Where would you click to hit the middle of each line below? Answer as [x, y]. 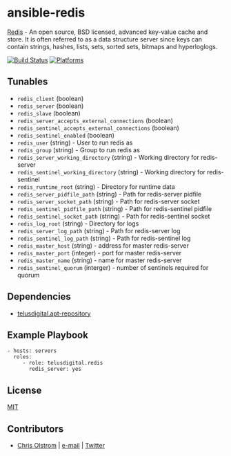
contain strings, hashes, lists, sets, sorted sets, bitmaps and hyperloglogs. [112, 46]
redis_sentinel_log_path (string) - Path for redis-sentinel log [104, 238]
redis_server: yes [55, 369]
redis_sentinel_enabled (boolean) [66, 135]
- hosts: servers [32, 351]
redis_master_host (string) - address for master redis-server [103, 245]
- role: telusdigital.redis [63, 363]
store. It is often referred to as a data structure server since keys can [104, 39]
